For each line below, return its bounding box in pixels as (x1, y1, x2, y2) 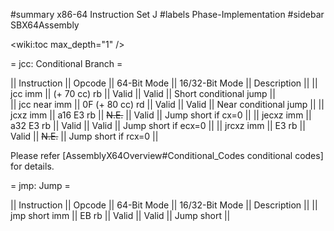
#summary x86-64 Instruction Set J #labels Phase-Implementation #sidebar (10, 9, 325, 20)
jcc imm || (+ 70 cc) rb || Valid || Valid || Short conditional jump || (10, 88, 276, 99)
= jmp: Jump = (10, 180, 71, 191)
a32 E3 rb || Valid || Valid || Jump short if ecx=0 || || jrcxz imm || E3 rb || (10, 120, 306, 131)
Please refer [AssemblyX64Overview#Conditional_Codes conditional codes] (10, 150, 324, 161)
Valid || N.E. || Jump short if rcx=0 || (10, 130, 159, 142)
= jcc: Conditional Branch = (10, 58, 123, 69)
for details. (10, 160, 55, 172)
